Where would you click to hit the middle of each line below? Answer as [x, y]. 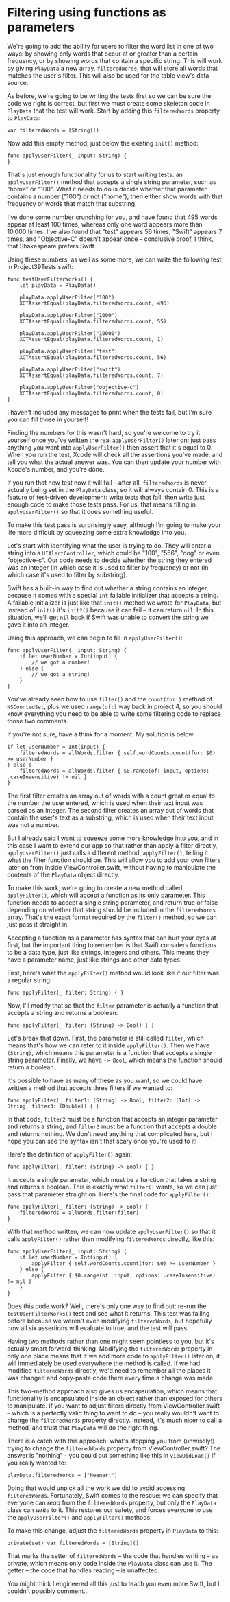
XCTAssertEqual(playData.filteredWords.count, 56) [93, 357]
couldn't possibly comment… [48, 1591]
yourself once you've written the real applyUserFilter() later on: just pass [112, 440]
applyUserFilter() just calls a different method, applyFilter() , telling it [108, 852]
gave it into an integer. [38, 624]
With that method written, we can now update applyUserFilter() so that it [111, 1231]
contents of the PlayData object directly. [63, 874]
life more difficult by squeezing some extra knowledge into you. [97, 532]
